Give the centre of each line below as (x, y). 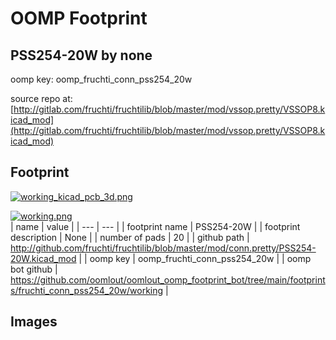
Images (34, 322)
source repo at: (41, 98)
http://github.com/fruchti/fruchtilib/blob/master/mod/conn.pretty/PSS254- (163, 248)
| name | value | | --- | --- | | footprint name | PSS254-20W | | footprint (155, 226)
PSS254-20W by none (81, 55)
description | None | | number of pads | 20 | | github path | (130, 237)
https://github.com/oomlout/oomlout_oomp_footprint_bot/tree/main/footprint (168, 279)
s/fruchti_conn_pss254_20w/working (87, 290)
